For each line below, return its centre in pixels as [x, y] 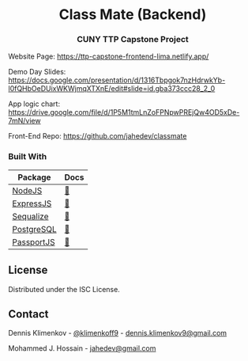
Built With [28, 157]
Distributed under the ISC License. [64, 289]
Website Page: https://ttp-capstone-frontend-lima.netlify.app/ [109, 56]
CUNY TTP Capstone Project [133, 40]
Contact [28, 314]
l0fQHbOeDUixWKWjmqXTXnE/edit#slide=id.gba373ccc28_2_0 [112, 89]
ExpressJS [32, 203]
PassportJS [34, 241]
